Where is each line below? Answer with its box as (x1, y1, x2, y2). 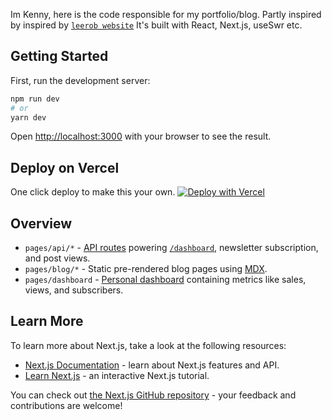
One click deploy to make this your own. (10, 186, 176, 198)
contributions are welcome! (10, 399, 123, 411)
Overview (10, 215, 73, 232)
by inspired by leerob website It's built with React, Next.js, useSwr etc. (10, 19, 303, 31)
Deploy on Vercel (10, 159, 120, 176)
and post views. (24, 252, 91, 264)
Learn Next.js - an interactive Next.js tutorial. (24, 369, 210, 381)
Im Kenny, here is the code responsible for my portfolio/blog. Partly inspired (10, 9, 322, 20)
